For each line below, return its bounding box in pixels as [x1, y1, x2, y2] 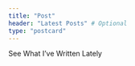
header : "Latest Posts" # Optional [8, 19, 128, 27]
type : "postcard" [8, 27, 67, 35]
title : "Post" [8, 11, 56, 20]
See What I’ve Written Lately [8, 49, 103, 59]
